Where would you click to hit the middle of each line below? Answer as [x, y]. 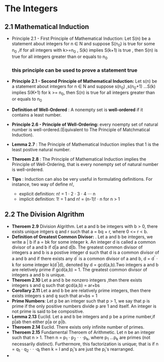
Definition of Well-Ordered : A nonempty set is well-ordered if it [77, 110]
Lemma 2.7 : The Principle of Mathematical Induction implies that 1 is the [85, 144]
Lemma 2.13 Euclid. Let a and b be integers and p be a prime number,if [83, 317]
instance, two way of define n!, [43, 184]
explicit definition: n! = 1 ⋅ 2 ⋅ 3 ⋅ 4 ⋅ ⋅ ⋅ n [57, 194]
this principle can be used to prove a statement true [75, 70]
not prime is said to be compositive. [48, 311]
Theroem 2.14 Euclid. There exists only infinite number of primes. [78, 327]
